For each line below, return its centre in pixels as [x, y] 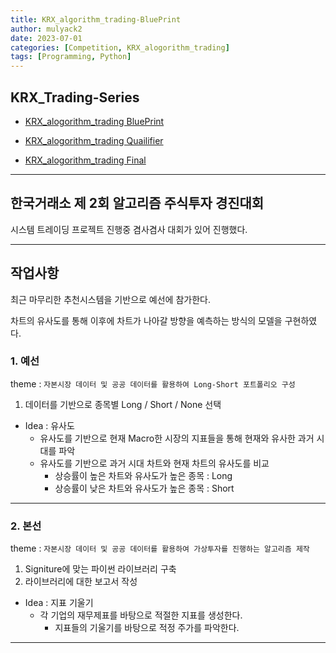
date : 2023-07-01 [46, 38]
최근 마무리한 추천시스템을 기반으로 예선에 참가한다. [110, 299]
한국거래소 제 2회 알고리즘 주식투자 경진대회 [137, 203]
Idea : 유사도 [49, 425]
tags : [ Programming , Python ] [71, 57]
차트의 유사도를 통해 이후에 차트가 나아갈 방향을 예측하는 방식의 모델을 [146, 320]
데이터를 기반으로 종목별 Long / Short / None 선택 [123, 404]
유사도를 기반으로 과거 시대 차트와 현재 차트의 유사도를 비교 [154, 463]
